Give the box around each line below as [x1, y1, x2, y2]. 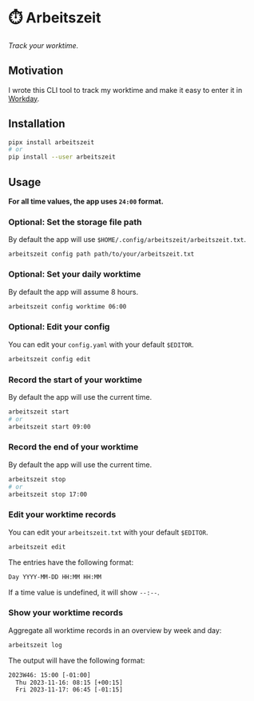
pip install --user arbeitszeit [8, 153, 116, 161]
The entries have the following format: [8, 557, 134, 567]
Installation [8, 117, 65, 131]
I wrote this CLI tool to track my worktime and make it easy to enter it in [8, 85, 243, 95]
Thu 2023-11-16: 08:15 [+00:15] [15, 679, 124, 687]
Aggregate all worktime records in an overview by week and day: [8, 625, 222, 635]
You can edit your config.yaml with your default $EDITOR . [8, 340, 194, 349]
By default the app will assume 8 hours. [8, 287, 138, 296]
